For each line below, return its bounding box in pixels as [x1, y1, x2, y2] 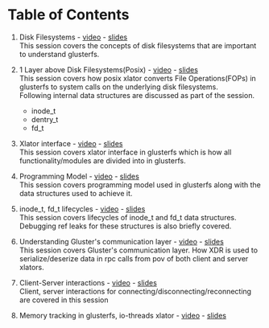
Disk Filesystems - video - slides [19, 32, 128, 42]
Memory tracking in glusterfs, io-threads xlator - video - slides [19, 310, 227, 320]
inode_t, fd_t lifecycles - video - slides [19, 203, 146, 214]
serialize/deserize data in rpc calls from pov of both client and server [19, 253, 249, 263]
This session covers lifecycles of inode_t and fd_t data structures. [19, 212, 237, 222]
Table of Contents [7, 6, 130, 24]
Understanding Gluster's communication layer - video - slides [19, 236, 225, 246]
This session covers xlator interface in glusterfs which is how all [19, 147, 232, 157]
